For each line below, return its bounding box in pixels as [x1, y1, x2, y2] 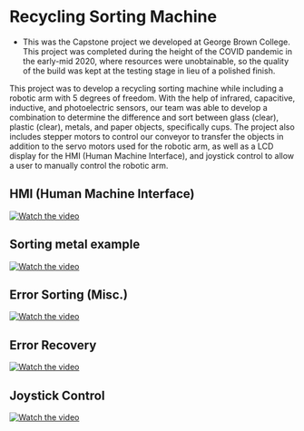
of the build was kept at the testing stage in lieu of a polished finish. [22, 65, 276, 76]
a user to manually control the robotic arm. [9, 160, 169, 171]
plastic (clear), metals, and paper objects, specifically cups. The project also [9, 121, 295, 132]
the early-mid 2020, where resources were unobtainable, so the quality [22, 55, 289, 66]
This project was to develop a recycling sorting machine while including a [9, 83, 284, 93]
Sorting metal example [9, 237, 141, 252]
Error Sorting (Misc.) [9, 287, 129, 302]
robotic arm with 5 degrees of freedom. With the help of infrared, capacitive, [9, 93, 296, 103]
